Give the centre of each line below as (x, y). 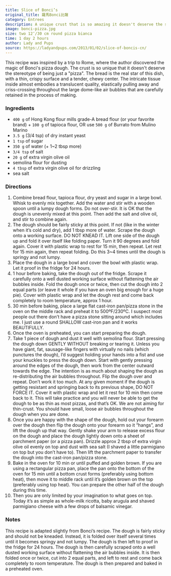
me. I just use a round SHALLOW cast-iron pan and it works (75, 322)
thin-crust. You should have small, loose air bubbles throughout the (83, 409)
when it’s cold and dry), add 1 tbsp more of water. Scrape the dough (84, 230)
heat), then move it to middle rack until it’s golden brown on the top (83, 479)
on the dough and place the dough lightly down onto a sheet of (79, 436)
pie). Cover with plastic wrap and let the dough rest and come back (83, 295)
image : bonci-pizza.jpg (31, 29)
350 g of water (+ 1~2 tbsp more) (47, 146)
